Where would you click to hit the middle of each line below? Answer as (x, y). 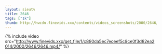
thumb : (12, 23)
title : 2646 (17, 14)
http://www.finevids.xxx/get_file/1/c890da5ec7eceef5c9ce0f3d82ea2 (85, 42)
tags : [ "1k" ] (18, 18)
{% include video (22, 36)
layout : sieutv (20, 9)
